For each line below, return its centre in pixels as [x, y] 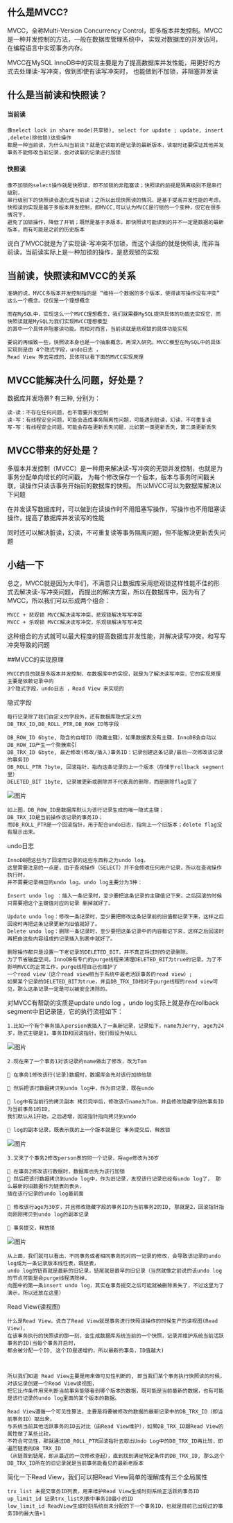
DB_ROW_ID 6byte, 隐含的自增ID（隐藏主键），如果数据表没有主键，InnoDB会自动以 [112, 737]
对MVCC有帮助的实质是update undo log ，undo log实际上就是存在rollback [113, 1003]
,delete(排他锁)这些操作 [39, 138]
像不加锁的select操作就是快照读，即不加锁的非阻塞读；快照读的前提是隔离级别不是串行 [114, 185]
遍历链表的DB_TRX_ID [34, 1448]
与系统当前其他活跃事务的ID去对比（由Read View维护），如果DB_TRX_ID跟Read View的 [115, 1426]
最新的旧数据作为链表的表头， [49, 1186]
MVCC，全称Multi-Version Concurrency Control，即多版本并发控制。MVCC [115, 31]
